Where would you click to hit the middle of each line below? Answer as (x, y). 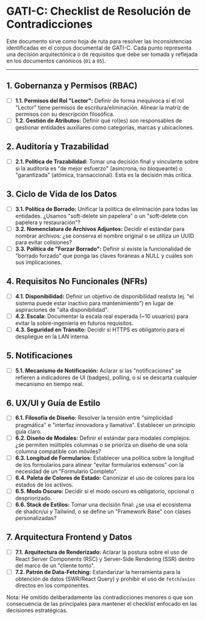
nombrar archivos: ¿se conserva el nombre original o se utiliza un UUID (104, 236)
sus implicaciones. (38, 262)
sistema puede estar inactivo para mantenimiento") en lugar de (94, 303)
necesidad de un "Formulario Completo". (66, 471)
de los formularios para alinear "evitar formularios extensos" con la (99, 464)
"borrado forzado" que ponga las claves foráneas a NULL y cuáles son (104, 255)
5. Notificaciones (40, 356)
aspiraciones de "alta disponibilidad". (62, 309)
